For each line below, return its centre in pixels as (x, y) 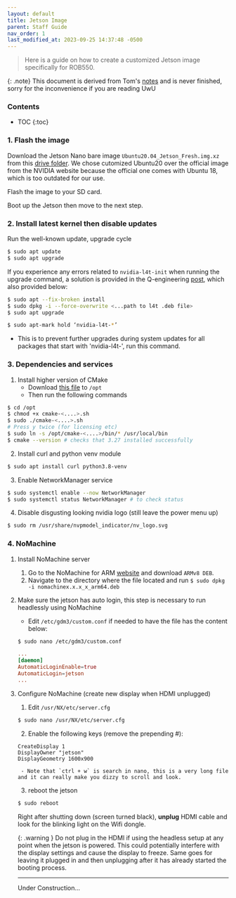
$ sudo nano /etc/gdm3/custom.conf (70, 641)
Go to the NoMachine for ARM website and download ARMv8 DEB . (121, 572)
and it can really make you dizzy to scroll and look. (99, 777)
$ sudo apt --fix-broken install (56, 300)
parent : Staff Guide (38, 27)
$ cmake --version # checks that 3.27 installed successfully (100, 440)
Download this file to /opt (65, 387)
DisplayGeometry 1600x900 (55, 759)
